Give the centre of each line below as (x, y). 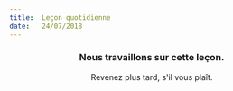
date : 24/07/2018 (46, 26)
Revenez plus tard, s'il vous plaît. (152, 77)
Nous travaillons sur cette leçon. (152, 58)
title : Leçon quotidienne (60, 18)
